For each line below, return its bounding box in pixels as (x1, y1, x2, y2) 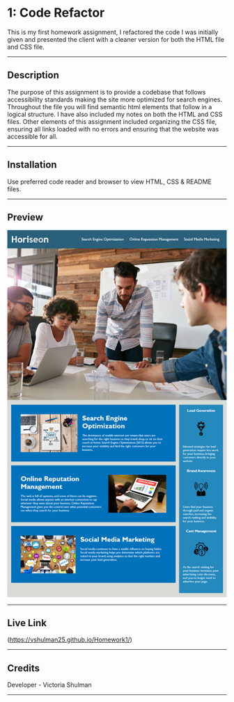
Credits (7, 662, 40, 674)
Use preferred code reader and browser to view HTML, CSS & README (7, 177, 212, 186)
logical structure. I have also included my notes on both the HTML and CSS (7, 110, 223, 118)
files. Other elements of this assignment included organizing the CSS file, (7, 117, 217, 126)
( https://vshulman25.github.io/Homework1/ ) (7, 635, 132, 644)
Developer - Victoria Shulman (7, 680, 92, 689)
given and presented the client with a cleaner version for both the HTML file (7, 35, 225, 43)
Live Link (7, 617, 47, 629)
